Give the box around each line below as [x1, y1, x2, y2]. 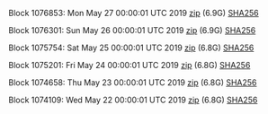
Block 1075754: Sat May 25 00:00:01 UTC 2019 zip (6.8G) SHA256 [8, 42, 255, 53]
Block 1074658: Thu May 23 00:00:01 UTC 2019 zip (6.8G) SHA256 [8, 77, 257, 88]
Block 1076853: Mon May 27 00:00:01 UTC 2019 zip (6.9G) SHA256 [8, 8, 259, 18]
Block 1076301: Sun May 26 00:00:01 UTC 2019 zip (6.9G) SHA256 [8, 25, 256, 35]
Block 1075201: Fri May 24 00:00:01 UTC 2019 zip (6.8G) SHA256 [8, 60, 251, 70]
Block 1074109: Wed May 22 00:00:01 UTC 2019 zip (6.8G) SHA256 [8, 94, 258, 105]
